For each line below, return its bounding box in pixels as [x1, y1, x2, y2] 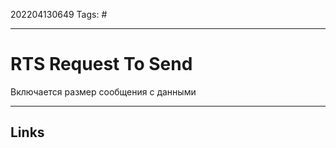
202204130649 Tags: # [10, 9, 108, 20]
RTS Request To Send [10, 53, 193, 76]
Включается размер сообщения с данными [10, 85, 197, 98]
